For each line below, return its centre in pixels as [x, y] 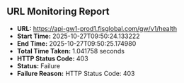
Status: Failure [39, 65]
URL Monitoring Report [58, 12]
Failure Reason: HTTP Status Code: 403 [76, 73]
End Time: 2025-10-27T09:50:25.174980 [76, 43]
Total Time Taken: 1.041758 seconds [71, 51]
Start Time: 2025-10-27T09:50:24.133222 [78, 36]
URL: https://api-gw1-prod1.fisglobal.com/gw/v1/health [97, 28]
